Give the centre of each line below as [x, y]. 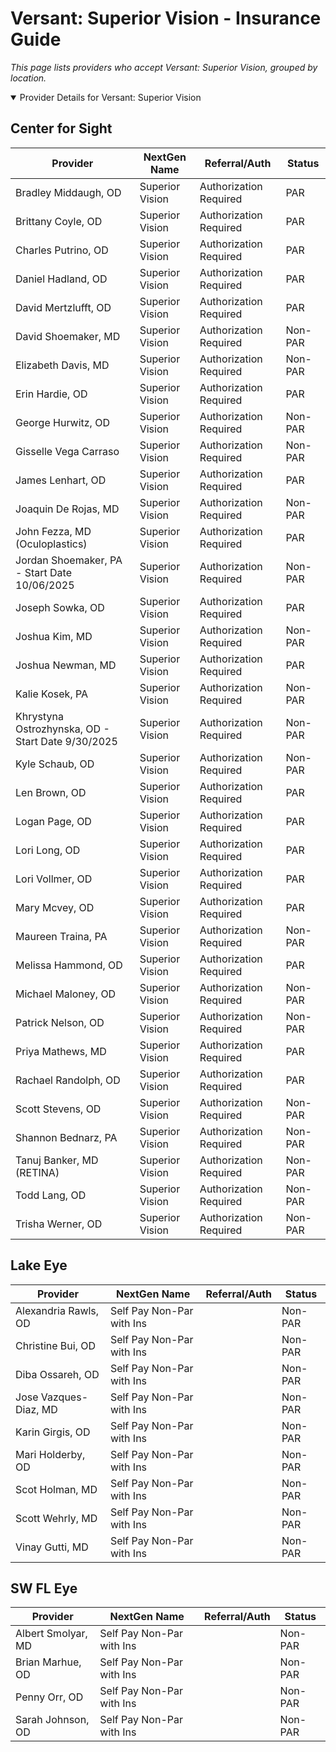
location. [28, 78]
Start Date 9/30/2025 [66, 741]
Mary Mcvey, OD [55, 907]
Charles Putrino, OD [62, 250]
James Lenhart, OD [61, 480]
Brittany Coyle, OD [59, 221]
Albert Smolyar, [51, 1634]
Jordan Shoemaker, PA [69, 560]
